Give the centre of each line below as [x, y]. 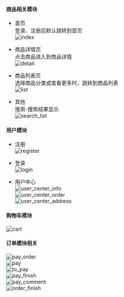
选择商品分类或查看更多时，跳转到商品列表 [66, 83]
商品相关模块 [22, 9]
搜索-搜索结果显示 [37, 109]
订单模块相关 [22, 243]
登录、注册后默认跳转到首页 [48, 31]
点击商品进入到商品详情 [43, 57]
